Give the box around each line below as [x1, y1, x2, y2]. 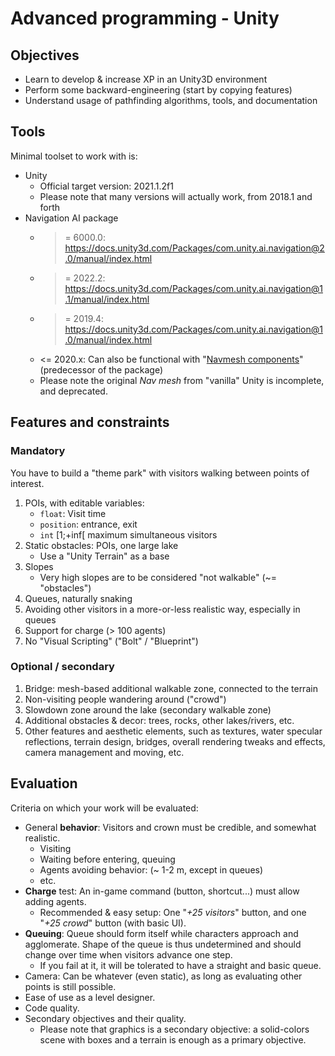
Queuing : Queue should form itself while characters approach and [24, 927, 299, 939]
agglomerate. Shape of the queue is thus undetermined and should [24, 938, 302, 950]
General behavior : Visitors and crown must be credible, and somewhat [24, 821, 317, 833]
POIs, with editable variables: [24, 497, 145, 509]
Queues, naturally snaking [24, 592, 133, 604]
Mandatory [10, 444, 66, 458]
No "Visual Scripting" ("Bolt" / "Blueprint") [24, 635, 199, 647]
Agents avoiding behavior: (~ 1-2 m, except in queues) [39, 863, 264, 876]
